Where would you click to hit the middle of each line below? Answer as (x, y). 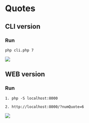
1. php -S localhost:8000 (31, 98)
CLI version (23, 26)
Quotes (20, 9)
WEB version (25, 74)
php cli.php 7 (20, 50)
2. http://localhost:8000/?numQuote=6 (44, 107)
